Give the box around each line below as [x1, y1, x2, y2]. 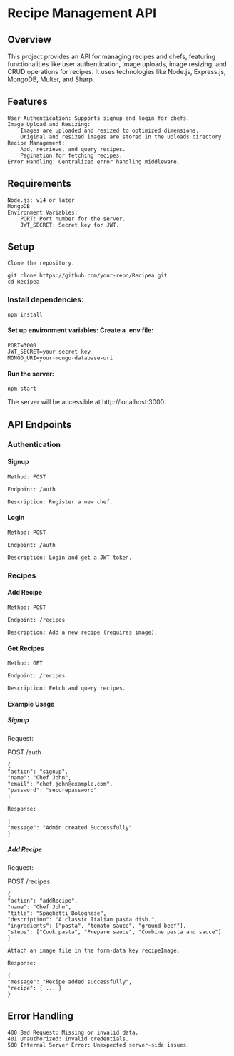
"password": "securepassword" [7, 786, 98, 794]
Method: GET [7, 660, 43, 667]
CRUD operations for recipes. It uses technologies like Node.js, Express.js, [7, 68, 226, 76]
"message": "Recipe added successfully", [7, 978, 133, 985]
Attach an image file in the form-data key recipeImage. [7, 947, 180, 954]
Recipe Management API [7, 5, 157, 21]
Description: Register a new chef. [7, 498, 113, 506]
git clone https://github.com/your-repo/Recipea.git [7, 272, 168, 280]
